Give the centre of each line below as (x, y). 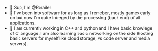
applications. (22, 23)
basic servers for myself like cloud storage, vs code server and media (80, 38)
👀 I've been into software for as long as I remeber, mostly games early (80, 13)
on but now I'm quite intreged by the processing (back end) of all (75, 18)
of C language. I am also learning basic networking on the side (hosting (81, 33)
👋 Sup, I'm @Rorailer (30, 8)
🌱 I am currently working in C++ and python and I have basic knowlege (81, 28)
